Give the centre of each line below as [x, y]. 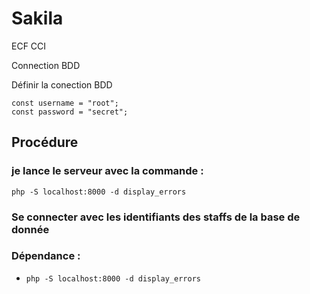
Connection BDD [46, 65]
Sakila [37, 18]
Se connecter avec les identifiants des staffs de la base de [156, 217]
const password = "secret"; [70, 112]
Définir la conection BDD [62, 84]
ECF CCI [29, 46]
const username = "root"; [65, 103]
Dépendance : [46, 256]
